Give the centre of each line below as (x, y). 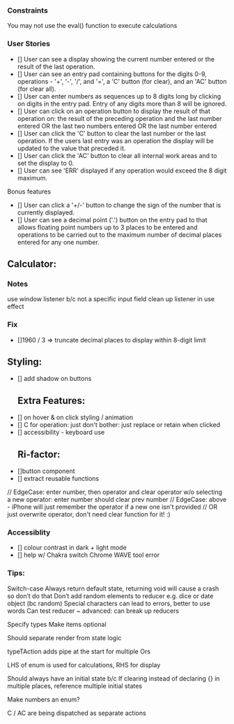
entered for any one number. (58, 242)
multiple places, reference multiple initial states (75, 686)
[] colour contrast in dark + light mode (72, 548)
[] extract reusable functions (58, 479)
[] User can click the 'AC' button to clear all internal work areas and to (117, 155)
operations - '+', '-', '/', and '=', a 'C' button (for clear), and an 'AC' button (122, 81)
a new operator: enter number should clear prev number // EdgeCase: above (117, 500)
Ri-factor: (39, 454)
